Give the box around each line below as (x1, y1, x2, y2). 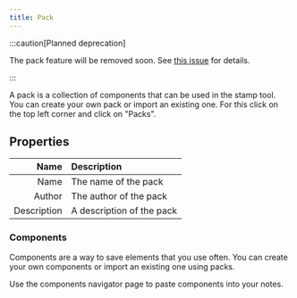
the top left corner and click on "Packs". (9, 108, 157, 119)
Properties (9, 135, 70, 150)
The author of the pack (71, 190, 167, 203)
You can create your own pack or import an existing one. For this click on (9, 99, 279, 110)
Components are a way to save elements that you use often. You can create (9, 252, 288, 262)
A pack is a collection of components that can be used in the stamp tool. (9, 89, 276, 100)
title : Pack (9, 12, 54, 22)
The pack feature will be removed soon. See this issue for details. (9, 54, 250, 65)
